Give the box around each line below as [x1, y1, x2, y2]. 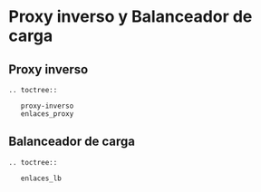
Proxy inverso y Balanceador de [8, 6, 253, 27]
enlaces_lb [20, 174, 63, 183]
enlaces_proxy [20, 110, 74, 119]
